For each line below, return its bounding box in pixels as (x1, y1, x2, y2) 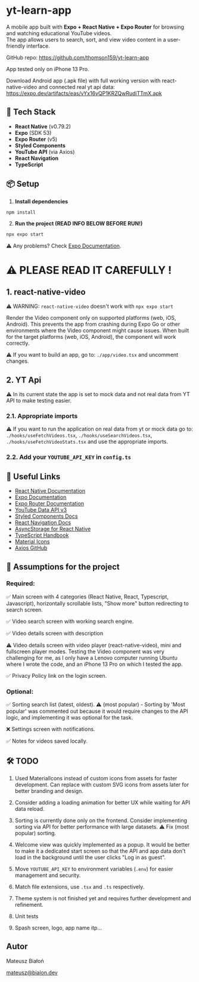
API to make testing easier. (6, 397, 71, 404)
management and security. (14, 872, 81, 879)
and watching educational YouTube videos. (6, 29, 112, 36)
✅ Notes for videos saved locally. (6, 737, 88, 745)
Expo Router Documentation (14, 500, 85, 507)
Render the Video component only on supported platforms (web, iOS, (6, 314, 176, 322)
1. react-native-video (6, 287, 86, 297)
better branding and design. (14, 787, 83, 794)
